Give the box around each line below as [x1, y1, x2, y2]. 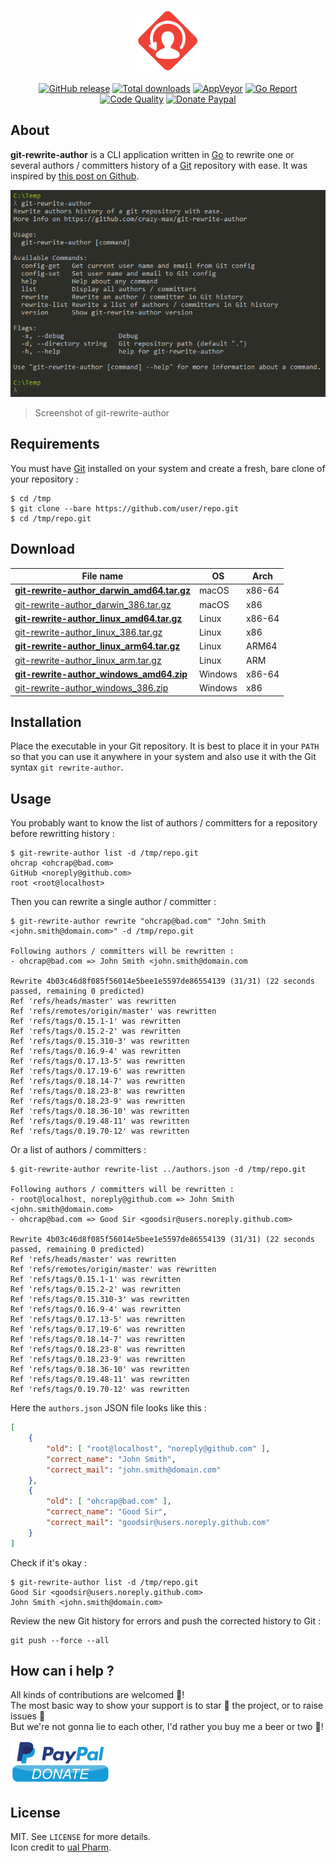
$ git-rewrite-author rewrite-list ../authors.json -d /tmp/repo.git [10, 1165, 307, 1175]
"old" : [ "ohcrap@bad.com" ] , [46, 1496, 172, 1507]
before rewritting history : [10, 828, 115, 840]
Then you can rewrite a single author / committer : [10, 896, 217, 908]
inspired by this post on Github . [10, 170, 140, 182]
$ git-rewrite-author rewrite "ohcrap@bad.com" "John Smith [10, 916, 267, 927]
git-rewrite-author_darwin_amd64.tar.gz [14, 585, 191, 597]
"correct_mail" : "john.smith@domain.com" [46, 1465, 222, 1475]
